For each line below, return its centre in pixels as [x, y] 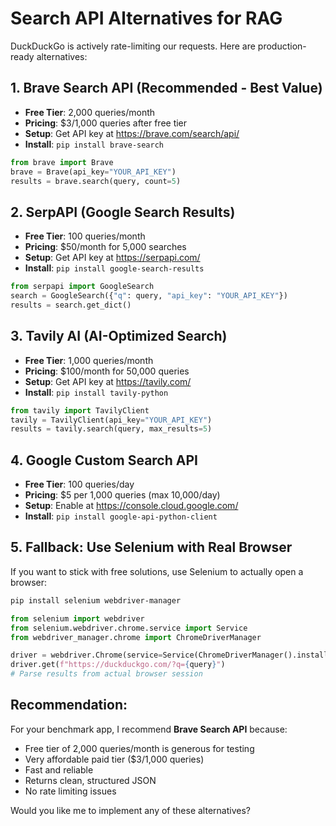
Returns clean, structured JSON [90, 780]
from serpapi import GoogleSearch [82, 287]
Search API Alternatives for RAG [146, 18]
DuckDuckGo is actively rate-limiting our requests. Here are [133, 46]
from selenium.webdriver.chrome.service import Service [129, 628]
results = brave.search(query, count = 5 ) [96, 181]
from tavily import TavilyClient [80, 410]
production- [282, 46]
